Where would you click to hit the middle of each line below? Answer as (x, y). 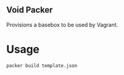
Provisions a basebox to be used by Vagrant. (62, 24)
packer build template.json (42, 66)
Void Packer (29, 10)
